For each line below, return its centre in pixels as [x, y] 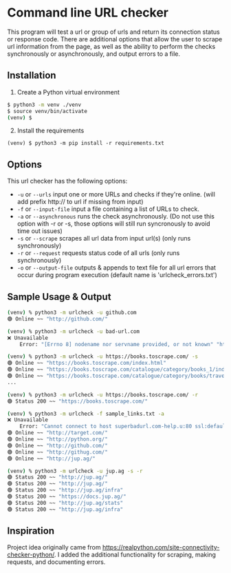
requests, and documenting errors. [56, 562]
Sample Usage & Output [59, 297]
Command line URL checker [88, 13]
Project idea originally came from [54, 547]
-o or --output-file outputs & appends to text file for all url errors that [117, 268]
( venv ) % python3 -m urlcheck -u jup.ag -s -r [75, 471]
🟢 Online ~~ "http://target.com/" [57, 433]
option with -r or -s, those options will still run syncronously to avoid [114, 224]
